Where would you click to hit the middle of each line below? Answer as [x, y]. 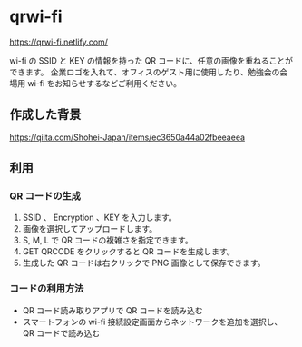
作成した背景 [45, 115]
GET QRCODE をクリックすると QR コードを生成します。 [128, 252]
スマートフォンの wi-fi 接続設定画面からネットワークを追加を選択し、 [152, 322]
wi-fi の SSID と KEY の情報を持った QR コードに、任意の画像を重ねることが [151, 60]
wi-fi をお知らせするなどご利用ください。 [104, 83]
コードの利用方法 [47, 289]
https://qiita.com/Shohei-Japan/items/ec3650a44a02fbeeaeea [127, 137]
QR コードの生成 [45, 196]
